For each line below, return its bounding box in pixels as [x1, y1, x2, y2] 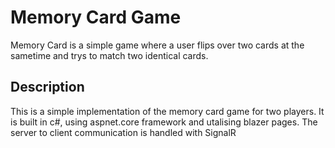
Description [10, 79, 85, 96]
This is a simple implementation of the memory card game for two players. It [10, 105, 325, 117]
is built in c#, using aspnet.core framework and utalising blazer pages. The [10, 116, 318, 128]
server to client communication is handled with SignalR [10, 126, 237, 138]
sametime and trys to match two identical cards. [10, 49, 209, 61]
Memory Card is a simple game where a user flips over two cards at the [10, 39, 305, 51]
